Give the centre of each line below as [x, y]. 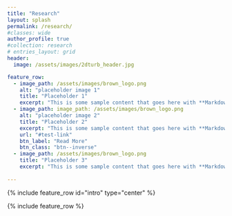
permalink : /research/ [40, 26]
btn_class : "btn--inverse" [58, 148]
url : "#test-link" [46, 135]
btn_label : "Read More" [54, 141]
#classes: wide [29, 33]
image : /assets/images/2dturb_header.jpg [74, 65]
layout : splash [29, 20]
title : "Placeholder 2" [54, 122]
